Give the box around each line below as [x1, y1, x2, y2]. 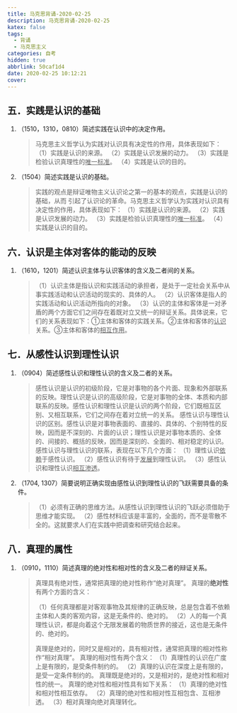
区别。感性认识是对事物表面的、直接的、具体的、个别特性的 [47, 419, 221, 428]
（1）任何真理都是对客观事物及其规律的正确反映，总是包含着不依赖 [35, 602, 231, 611]
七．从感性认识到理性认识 [7, 349, 119, 361]
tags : [7, 30, 23, 38]
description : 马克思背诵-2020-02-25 [7, 17, 110, 24]
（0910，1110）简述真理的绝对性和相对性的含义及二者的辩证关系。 [17, 563, 211, 572]
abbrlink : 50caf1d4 [7, 63, 65, 70]
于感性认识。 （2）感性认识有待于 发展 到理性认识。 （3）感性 [41, 455, 221, 463]
